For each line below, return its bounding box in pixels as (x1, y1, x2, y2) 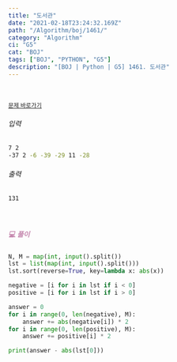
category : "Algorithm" (8, 33, 83, 42)
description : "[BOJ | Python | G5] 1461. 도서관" (8, 63, 170, 71)
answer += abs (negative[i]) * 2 (22, 318, 129, 326)
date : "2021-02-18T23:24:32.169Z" (8, 19, 122, 27)
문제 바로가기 (8, 101, 42, 109)
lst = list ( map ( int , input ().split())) (8, 260, 140, 268)
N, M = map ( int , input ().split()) (8, 252, 122, 261)
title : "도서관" (8, 11, 57, 20)
